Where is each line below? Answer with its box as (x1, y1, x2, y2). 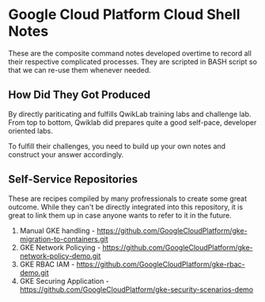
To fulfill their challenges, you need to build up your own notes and (8, 141, 226, 151)
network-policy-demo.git (19, 251, 101, 260)
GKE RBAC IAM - (19, 259, 75, 269)
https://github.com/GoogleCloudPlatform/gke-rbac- (76, 259, 245, 269)
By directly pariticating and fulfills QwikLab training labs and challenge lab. (8, 109, 252, 119)
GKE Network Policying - (19, 243, 101, 252)
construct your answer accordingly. (8, 149, 124, 159)
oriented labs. (8, 126, 53, 135)
